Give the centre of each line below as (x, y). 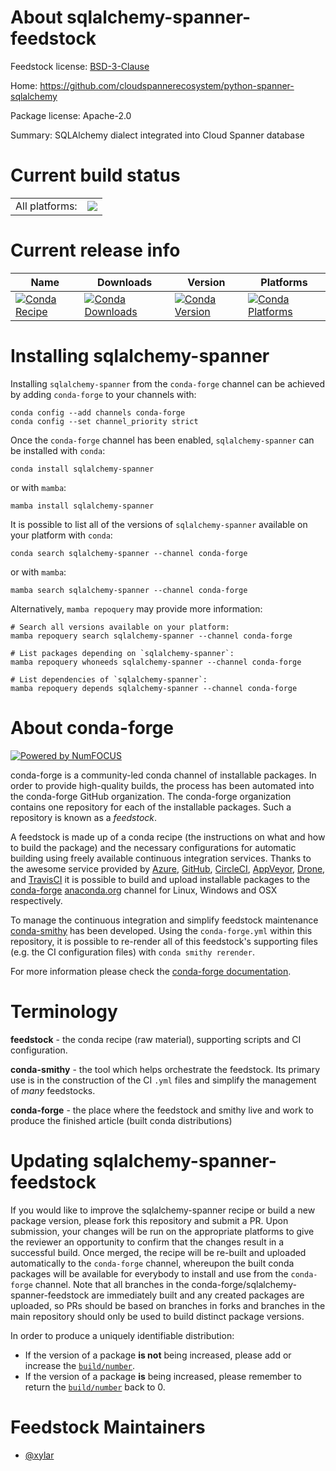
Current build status (95, 175)
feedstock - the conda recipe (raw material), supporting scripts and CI (156, 1039)
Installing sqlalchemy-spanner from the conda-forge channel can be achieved (167, 383)
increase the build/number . (80, 1365)
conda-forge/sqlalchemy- (244, 1284)
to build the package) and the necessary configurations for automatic (153, 847)
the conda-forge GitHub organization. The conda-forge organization (151, 796)
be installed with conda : (58, 450)
